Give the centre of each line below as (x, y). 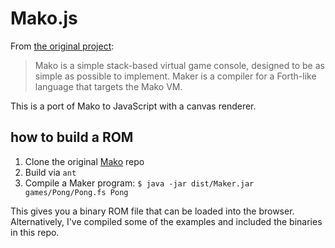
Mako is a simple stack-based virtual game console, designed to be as (179, 65)
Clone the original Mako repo (84, 161)
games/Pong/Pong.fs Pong (76, 192)
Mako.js (44, 18)
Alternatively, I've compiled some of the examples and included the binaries (166, 221)
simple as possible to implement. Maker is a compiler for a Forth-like (175, 76)
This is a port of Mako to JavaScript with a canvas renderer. (133, 106)
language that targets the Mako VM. (108, 86)
